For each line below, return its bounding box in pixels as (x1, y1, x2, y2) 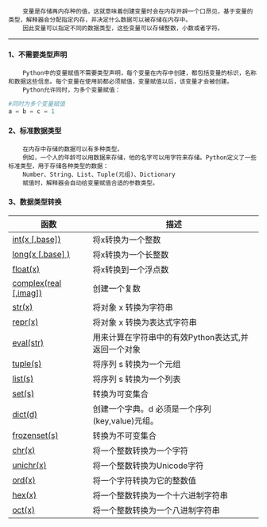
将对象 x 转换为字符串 (92, 302, 173, 313)
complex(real (12, 278, 62, 289)
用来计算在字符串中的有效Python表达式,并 (92, 332, 249, 343)
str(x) (12, 302, 33, 313)
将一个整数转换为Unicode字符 (92, 460, 204, 471)
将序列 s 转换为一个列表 (92, 373, 181, 385)
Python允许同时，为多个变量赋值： (22, 86, 122, 94)
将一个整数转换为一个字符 (92, 445, 189, 456)
